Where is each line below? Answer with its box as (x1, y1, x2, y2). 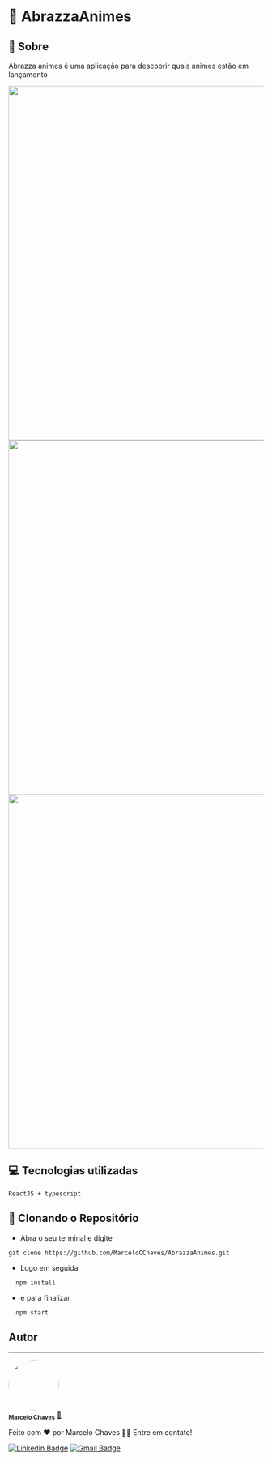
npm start (15, 1308, 49, 1317)
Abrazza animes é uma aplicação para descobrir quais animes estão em (8, 61, 249, 70)
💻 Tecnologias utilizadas (8, 1164, 138, 1178)
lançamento (8, 70, 49, 79)
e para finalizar (19, 1293, 70, 1302)
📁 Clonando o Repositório (8, 1212, 139, 1225)
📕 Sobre (8, 40, 49, 53)
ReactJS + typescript (8, 1190, 82, 1198)
